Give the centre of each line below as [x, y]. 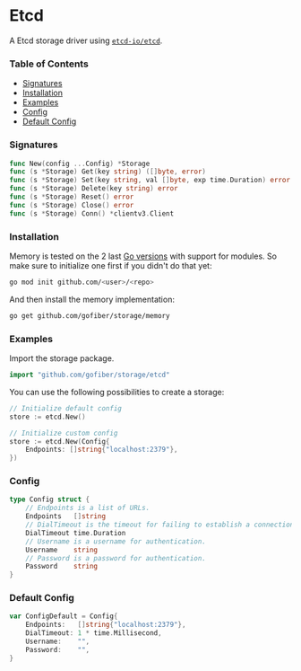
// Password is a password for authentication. [116, 558]
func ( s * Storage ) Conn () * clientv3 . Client [92, 213]
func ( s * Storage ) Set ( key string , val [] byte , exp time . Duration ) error [150, 181]
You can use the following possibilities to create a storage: [117, 392]
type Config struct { [50, 499]
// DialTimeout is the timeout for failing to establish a [138, 525]
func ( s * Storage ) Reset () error [72, 197]
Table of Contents [49, 64]
